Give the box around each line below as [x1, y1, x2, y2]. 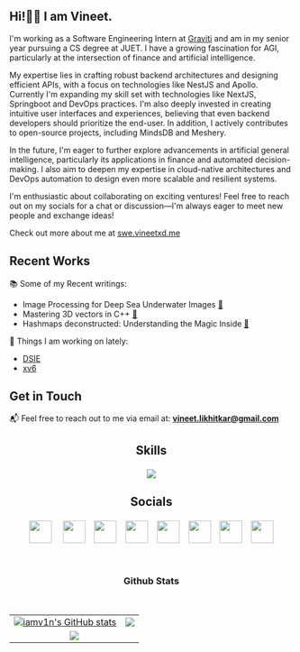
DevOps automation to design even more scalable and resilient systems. [9, 173, 277, 184]
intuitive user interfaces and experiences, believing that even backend [9, 107, 270, 118]
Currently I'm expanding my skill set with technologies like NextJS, [9, 88, 257, 99]
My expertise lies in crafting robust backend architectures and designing [9, 69, 279, 80]
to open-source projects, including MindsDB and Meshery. [9, 127, 227, 138]
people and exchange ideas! [9, 209, 114, 221]
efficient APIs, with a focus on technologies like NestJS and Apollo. [9, 78, 259, 90]
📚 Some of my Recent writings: [9, 278, 128, 289]
